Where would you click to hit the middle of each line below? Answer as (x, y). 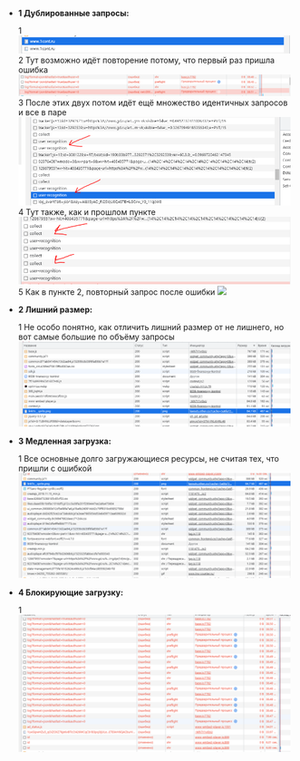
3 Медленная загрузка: (64, 441)
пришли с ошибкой (55, 468)
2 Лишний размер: (55, 309)
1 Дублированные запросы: (73, 13)
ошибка (33, 69)
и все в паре (42, 112)
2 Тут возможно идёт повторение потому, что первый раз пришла (146, 60)
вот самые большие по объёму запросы (96, 337)
